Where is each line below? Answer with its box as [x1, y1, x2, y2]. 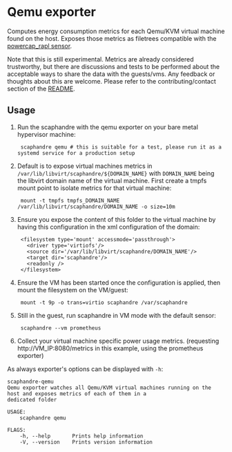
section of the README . [7, 84, 75, 93]
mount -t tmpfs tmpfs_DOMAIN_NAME [20, 197, 120, 204]
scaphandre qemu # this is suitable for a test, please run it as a [20, 143, 222, 151]
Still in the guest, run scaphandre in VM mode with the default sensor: [17, 311, 216, 319]
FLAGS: [7, 426, 26, 433]
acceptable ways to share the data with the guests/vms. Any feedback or [7, 70, 215, 78]
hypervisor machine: [17, 130, 76, 138]
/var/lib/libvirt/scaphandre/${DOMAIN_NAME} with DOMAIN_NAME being [17, 169, 215, 177]
